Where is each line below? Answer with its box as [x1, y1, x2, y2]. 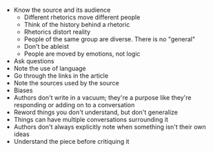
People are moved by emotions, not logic [23, 50, 141, 58]
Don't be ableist [23, 43, 70, 50]
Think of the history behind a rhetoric [23, 21, 130, 28]
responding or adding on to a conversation [13, 101, 135, 109]
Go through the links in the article [13, 72, 109, 80]
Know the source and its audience [13, 6, 111, 14]
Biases [13, 86, 33, 94]
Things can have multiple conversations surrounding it [13, 116, 169, 123]
